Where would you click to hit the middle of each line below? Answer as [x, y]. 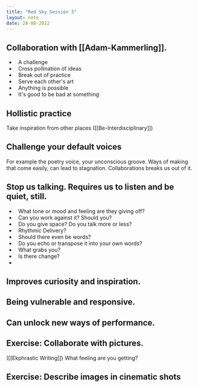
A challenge [33, 62]
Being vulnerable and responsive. [71, 302]
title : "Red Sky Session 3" [42, 12]
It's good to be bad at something [59, 94]
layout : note [23, 18]
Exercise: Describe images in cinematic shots [94, 377]
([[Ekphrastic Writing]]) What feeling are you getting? [72, 358]
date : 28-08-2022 [28, 23]
